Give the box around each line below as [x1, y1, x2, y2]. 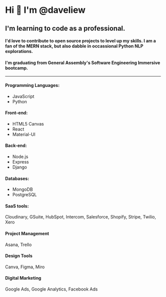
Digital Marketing [5, 275, 41, 281]
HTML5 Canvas [12, 121, 44, 127]
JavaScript [12, 93, 35, 99]
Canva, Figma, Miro [5, 264, 45, 270]
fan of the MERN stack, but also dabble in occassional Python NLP [5, 43, 144, 49]
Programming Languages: [5, 82, 60, 88]
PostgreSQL [12, 192, 37, 198]
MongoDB [12, 186, 33, 192]
